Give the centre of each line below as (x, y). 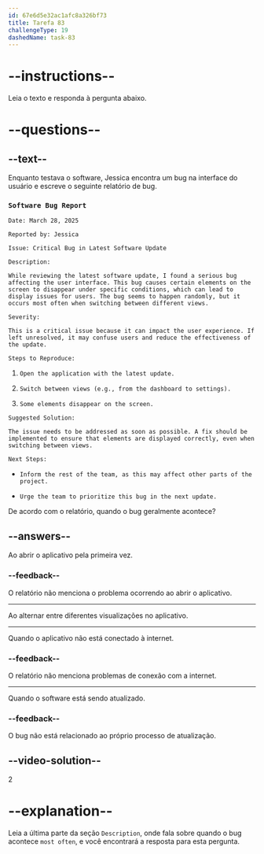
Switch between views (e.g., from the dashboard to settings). (125, 389)
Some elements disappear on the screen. (86, 405)
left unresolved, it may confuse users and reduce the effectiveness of (130, 338)
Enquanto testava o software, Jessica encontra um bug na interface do (123, 178)
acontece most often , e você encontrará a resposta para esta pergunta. (124, 841)
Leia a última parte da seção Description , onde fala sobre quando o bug (125, 833)
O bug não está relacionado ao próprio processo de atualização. (112, 736)
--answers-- (39, 536)
